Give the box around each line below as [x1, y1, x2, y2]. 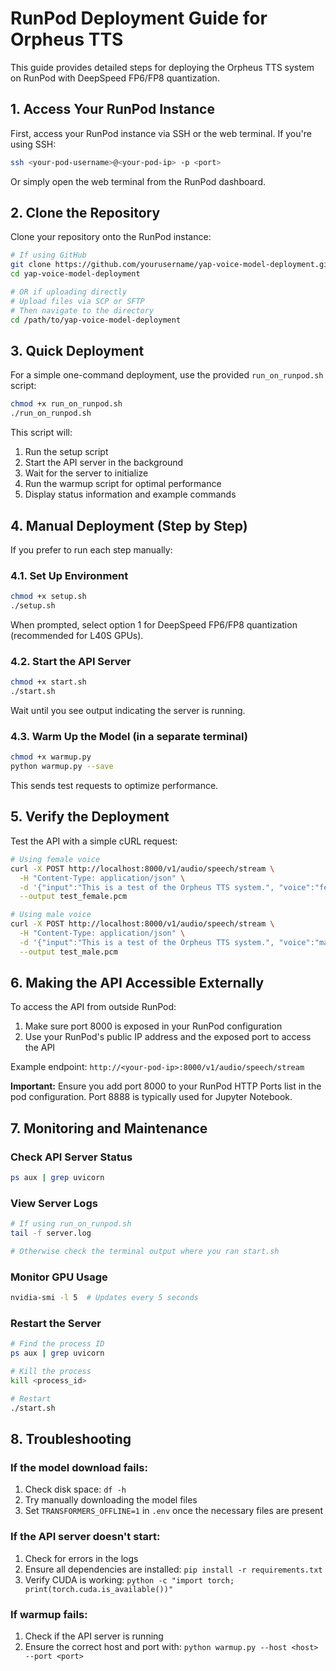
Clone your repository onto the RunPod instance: [10, 231, 212, 243]
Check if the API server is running [24, 1630, 164, 1642]
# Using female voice [10, 854, 101, 864]
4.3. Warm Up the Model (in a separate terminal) [10, 729, 248, 743]
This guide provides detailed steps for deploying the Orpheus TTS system [10, 61, 315, 73]
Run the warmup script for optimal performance [24, 478, 222, 490]
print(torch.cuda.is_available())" [24, 1584, 174, 1594]
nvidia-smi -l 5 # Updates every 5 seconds [10, 1293, 199, 1303]
